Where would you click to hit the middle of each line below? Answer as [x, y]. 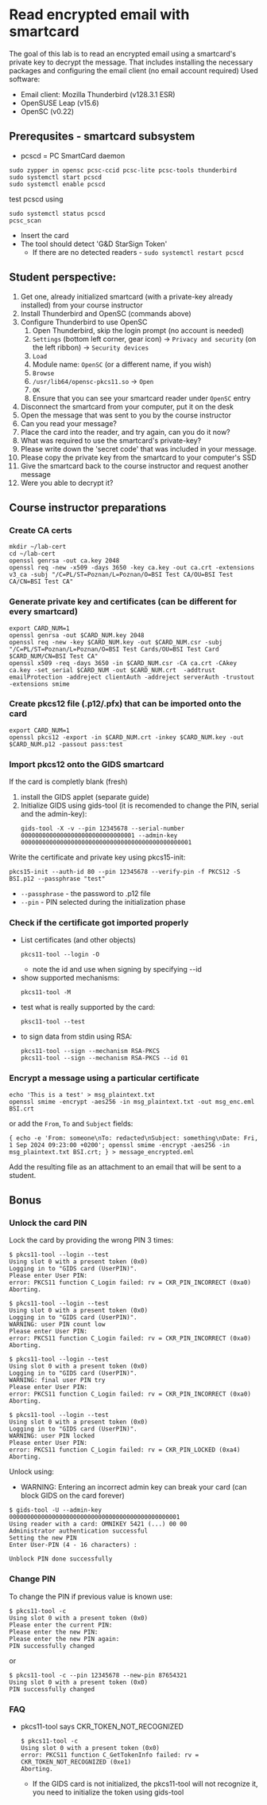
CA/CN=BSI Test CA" [41, 582]
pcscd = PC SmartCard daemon [73, 155]
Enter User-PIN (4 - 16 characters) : [73, 1545]
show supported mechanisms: [70, 978]
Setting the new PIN [43, 1538]
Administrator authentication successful [79, 1531]
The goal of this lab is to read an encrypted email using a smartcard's [123, 53]
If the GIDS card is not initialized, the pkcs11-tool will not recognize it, [145, 1784]
